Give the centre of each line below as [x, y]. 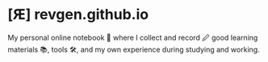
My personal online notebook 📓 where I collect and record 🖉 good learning [133, 37]
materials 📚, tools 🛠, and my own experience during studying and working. [134, 49]
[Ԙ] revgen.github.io [78, 15]
